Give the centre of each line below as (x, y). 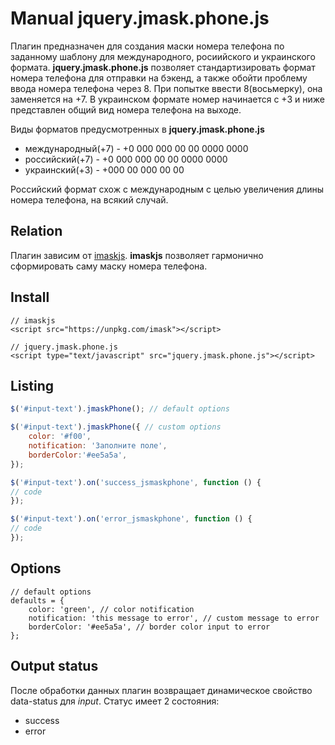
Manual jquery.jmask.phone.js (140, 18)
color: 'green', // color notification (111, 609)
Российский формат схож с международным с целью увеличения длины (167, 189)
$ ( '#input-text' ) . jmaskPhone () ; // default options (120, 409)
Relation (36, 231)
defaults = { (37, 600)
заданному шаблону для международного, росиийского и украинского (163, 56)
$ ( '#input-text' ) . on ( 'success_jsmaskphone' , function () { (136, 482)
